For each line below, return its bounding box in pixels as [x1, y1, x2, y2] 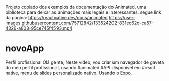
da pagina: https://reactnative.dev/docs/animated [5, 15, 108, 20]
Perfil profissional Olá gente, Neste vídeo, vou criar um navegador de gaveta [5, 59, 164, 65]
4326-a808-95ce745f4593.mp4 [5, 25, 72, 31]
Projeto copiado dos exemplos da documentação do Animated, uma [5, 4, 146, 10]
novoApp [5, 43, 44, 54]
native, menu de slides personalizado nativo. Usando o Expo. [5, 70, 132, 76]
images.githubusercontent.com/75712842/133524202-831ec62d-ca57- [5, 20, 154, 26]
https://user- [108, 15, 135, 20]
